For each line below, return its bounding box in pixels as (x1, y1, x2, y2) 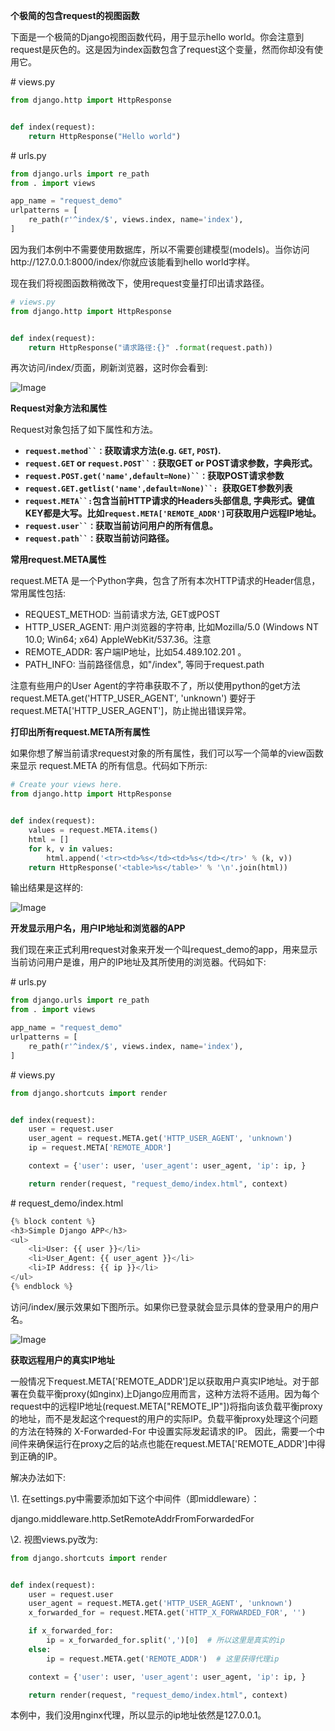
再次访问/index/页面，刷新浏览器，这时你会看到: (10, 362, 208, 374)
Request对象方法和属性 (10, 402, 108, 414)
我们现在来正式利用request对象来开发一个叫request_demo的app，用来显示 (10, 944, 318, 956)
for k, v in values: (28, 844, 114, 854)
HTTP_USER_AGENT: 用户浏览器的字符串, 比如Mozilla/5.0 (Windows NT (24, 621, 319, 633)
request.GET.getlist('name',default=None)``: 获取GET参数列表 (24, 482, 293, 494)
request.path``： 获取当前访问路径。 (24, 532, 175, 544)
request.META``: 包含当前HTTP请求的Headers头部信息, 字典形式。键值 (24, 495, 315, 507)
